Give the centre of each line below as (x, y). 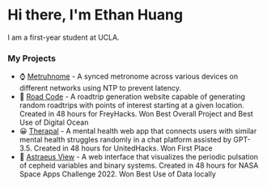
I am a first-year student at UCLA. (64, 37)
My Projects (32, 58)
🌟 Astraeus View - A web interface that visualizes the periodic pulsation (139, 157)
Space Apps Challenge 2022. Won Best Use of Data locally (117, 174)
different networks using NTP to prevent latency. (100, 88)
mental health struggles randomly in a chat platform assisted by (125, 140)
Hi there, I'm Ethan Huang (95, 15)
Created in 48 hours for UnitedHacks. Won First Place (123, 148)
